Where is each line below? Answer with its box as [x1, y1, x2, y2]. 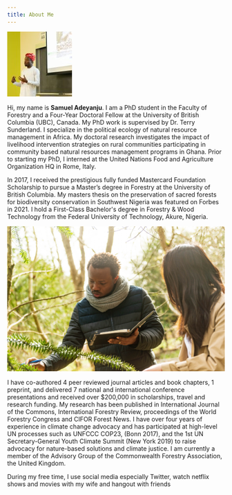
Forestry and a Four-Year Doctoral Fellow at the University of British [7, 111, 200, 119]
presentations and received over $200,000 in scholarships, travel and [7, 393, 206, 401]
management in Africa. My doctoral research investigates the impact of [7, 132, 210, 141]
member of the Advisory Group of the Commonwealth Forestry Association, [7, 451, 222, 460]
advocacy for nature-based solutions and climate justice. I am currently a [7, 444, 215, 453]
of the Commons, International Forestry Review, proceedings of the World [7, 407, 217, 415]
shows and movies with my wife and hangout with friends [7, 480, 171, 488]
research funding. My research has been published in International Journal [7, 400, 220, 408]
